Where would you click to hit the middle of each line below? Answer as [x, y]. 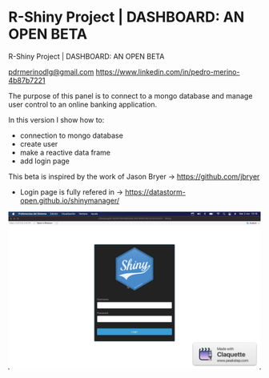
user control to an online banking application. [83, 104]
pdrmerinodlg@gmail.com [51, 71]
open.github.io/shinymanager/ [70, 200]
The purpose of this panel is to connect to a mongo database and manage [130, 95]
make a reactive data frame [65, 152]
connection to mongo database [72, 135]
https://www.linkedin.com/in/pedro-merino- [168, 71]
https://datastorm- [156, 191]
